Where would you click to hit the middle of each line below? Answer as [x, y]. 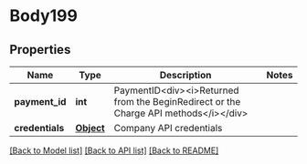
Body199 [43, 16]
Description [185, 75]
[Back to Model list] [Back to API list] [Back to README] [114, 150]
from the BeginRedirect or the [177, 102]
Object [90, 128]
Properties [40, 50]
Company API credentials [168, 128]
